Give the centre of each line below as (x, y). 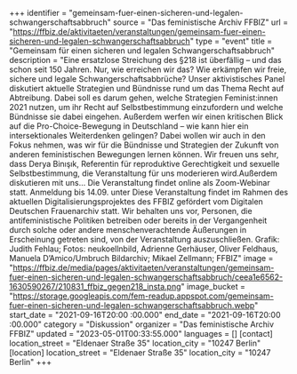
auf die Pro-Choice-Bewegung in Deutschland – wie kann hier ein (129, 126)
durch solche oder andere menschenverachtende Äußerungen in (128, 230)
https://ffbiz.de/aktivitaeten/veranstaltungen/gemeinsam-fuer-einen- (139, 32)
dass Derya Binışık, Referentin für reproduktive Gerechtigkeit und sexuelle (144, 164)
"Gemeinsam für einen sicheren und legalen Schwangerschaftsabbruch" (142, 51)
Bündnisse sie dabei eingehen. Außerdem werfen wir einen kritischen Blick (146, 116)
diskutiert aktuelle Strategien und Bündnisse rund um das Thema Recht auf (147, 88)
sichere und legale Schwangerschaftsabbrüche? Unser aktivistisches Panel (147, 79)
